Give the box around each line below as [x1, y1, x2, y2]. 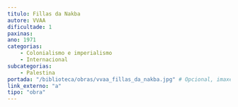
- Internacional [20, 56, 69, 63]
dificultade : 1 [7, 23, 52, 30]
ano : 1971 [7, 37, 37, 44]
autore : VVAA [7, 17, 46, 24]
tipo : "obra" [7, 89, 46, 96]
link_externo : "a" [7, 82, 62, 89]
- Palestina [20, 69, 55, 76]
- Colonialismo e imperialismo [20, 50, 113, 57]
